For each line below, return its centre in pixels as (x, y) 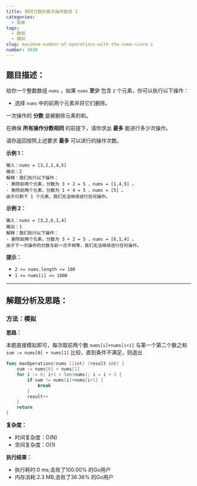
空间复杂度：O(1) (35, 445)
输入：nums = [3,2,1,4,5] (36, 165)
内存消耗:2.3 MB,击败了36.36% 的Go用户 (64, 477)
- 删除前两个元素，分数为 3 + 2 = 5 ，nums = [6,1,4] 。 (71, 239)
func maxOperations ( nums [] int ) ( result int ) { (65, 364)
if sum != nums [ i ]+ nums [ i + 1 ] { (65, 380)
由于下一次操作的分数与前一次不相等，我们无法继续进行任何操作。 (74, 245)
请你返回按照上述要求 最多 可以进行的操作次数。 (64, 140)
